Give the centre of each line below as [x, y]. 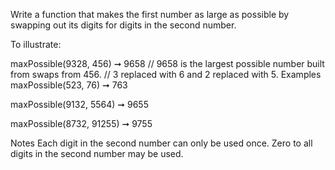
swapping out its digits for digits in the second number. [123, 25]
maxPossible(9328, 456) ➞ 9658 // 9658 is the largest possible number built [167, 63]
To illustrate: [36, 44]
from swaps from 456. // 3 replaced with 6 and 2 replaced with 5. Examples [166, 74]
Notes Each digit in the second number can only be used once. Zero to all [161, 143]
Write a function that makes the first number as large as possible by [150, 14]
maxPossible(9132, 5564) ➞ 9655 [79, 104]
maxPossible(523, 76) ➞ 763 [69, 85]
